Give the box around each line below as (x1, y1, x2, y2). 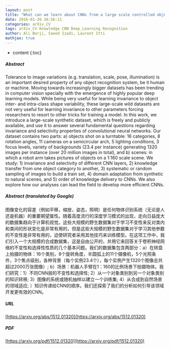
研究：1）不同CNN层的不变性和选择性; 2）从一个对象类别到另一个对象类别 (9, 269, 164, 276)
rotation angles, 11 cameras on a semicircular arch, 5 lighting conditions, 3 (5, 138, 159, 144)
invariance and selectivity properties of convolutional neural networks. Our (5, 128, 161, 134)
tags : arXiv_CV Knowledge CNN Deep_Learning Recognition (5, 26, 128, 31)
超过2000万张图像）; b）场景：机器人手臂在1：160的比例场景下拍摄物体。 (5, 263, 159, 269)
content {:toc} (12, 49, 42, 56)
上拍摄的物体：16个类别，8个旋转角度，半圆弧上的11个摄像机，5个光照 (5, 251, 152, 257)
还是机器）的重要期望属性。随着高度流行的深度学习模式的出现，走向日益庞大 (5, 213, 165, 219)
